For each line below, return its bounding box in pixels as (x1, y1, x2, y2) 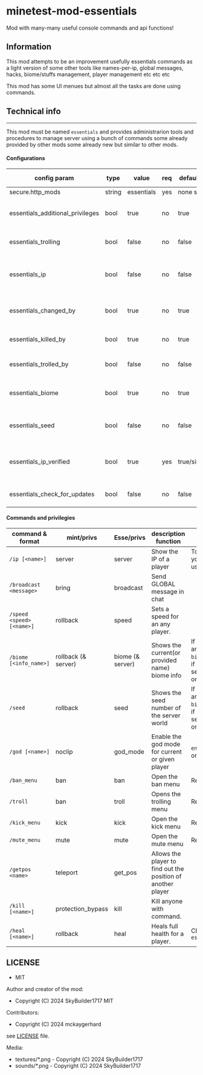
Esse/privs (114, 533, 146, 541)
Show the (151, 547, 178, 555)
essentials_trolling (9, 237, 60, 246)
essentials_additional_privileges (9, 208, 100, 217)
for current (151, 747, 182, 756)
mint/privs (66, 533, 98, 541)
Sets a (151, 604, 169, 613)
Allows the (151, 849, 181, 857)
